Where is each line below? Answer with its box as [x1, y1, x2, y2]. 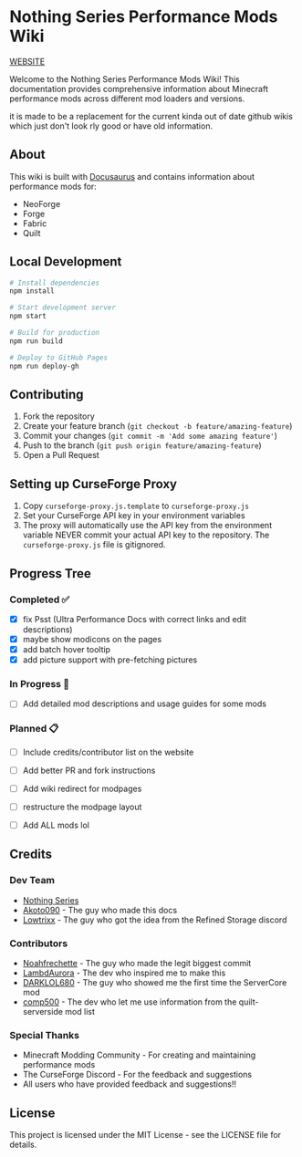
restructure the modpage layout [22, 801, 142, 812]
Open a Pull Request [22, 450, 100, 461]
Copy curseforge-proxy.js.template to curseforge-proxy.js [22, 500, 249, 512]
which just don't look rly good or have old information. [9, 120, 213, 131]
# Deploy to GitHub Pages [9, 353, 108, 362]
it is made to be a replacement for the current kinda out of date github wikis [9, 110, 294, 121]
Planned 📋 [9, 723, 59, 735]
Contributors [9, 937, 68, 950]
